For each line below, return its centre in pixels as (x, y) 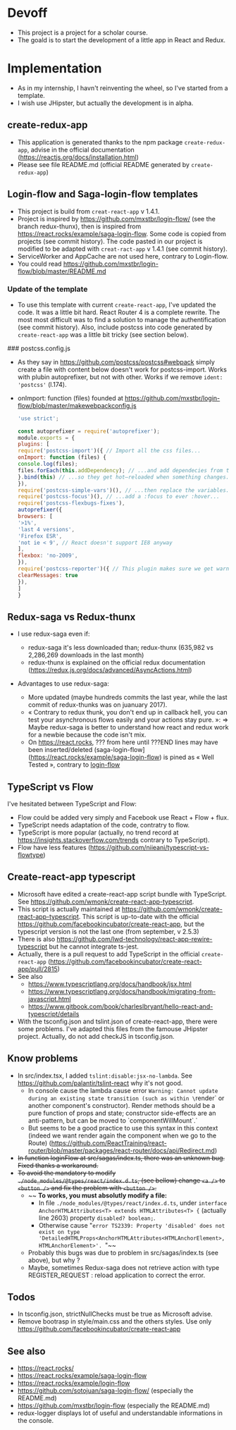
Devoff (27, 13)
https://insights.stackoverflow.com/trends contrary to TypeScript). (113, 840)
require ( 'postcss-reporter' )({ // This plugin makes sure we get (115, 569)
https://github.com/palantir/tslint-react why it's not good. (100, 1083)
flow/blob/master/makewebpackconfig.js (77, 405)
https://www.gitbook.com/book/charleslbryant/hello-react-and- (120, 1006)
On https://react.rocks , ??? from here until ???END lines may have (123, 742)
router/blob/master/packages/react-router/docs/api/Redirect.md (121, 1150)
